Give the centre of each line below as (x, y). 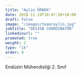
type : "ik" (17, 48)
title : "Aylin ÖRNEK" (28, 10)
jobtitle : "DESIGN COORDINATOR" (39, 29)
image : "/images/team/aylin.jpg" (41, 24)
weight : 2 (16, 43)
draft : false (19, 19)
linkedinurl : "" (22, 33)
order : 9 (15, 52)
